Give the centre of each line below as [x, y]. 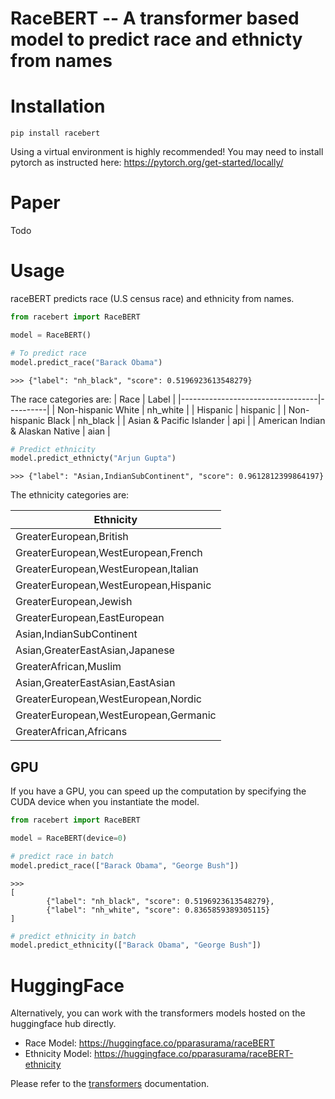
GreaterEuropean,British [72, 537]
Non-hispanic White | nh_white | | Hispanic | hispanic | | [172, 409]
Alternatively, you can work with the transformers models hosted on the [158, 1013]
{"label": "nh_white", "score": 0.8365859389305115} [158, 910]
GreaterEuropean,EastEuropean [90, 618]
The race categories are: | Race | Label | [93, 399]
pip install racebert [55, 133]
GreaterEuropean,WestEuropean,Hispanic [113, 585]
